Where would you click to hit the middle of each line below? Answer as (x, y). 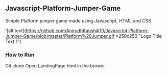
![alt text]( (16, 31)
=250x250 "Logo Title (139, 36)
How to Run (20, 55)
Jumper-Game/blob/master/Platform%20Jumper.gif (60, 36)
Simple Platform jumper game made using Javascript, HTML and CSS (78, 20)
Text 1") (13, 41)
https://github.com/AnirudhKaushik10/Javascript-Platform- (88, 31)
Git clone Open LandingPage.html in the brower (55, 66)
